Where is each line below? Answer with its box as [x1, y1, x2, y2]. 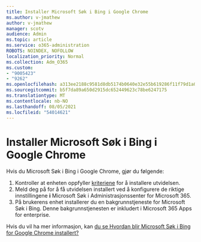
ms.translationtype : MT [6, 92, 66, 98]
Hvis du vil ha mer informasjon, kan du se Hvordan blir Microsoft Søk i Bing [6, 223, 191, 230]
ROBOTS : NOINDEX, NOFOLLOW [6, 48, 74, 54]
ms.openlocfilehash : [6, 82, 58, 88]
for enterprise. [14, 211, 51, 219]
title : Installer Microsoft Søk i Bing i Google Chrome [6, 8, 148, 15]
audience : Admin [6, 31, 47, 37]
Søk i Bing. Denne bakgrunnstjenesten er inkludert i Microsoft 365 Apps [14, 205, 193, 212]
